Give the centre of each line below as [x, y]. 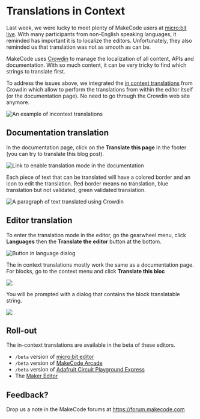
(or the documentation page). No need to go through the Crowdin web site [98, 96]
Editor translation [39, 221]
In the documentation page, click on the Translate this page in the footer [96, 147]
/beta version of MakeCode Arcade [59, 363]
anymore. [18, 102]
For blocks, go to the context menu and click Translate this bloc [86, 271]
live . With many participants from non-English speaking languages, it [91, 34]
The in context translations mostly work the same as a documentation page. [100, 265]
